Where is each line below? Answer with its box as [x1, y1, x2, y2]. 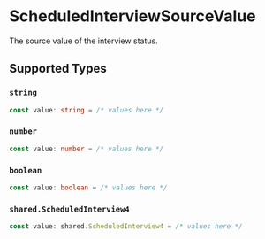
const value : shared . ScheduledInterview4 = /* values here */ [9, 222, 243, 231]
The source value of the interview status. [9, 35, 159, 46]
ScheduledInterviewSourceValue [9, 6, 256, 27]
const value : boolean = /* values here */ [9, 183, 168, 192]
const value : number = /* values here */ [9, 144, 164, 153]
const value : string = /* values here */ [9, 105, 164, 114]
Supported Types [9, 61, 108, 76]
